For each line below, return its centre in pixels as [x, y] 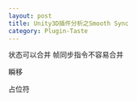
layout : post [30, 16]
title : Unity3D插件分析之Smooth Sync [68, 23]
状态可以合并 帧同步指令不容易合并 [66, 55]
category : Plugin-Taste [48, 31]
